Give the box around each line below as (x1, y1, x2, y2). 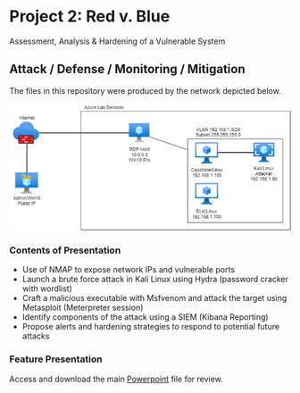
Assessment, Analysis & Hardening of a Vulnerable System (9, 36, 226, 46)
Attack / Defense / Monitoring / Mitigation (9, 62, 246, 77)
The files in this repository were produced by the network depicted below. (9, 85, 281, 96)
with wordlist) (21, 283, 73, 294)
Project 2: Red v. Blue (9, 6, 171, 27)
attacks (21, 330, 50, 341)
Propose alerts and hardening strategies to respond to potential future (21, 322, 279, 332)
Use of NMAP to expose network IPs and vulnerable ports (21, 264, 235, 275)
